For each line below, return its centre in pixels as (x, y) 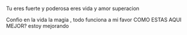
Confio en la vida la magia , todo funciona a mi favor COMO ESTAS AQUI (94, 20)
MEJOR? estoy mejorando (38, 26)
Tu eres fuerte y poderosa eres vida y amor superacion (73, 8)
